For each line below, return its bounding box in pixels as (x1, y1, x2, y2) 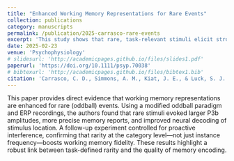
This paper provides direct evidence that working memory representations (7, 94, 221, 102)
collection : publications (7, 17, 82, 24)
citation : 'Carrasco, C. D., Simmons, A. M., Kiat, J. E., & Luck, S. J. (7, 75, 226, 82)
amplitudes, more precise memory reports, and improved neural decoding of (7, 116, 227, 125)
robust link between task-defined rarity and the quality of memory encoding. (7, 146, 227, 154)
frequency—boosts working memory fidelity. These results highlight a (7, 139, 208, 147)
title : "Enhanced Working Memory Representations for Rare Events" (7, 10, 208, 17)
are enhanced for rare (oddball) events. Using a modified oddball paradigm (7, 102, 222, 110)
